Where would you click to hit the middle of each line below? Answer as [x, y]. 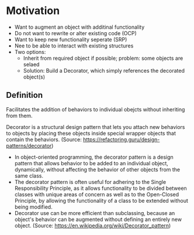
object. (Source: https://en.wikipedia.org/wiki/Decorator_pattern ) [93, 225]
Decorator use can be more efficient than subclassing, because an [95, 213]
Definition [24, 95]
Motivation [33, 11]
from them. [20, 115]
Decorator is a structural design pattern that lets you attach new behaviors [96, 127]
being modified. [33, 207]
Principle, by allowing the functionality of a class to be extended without [101, 200]
